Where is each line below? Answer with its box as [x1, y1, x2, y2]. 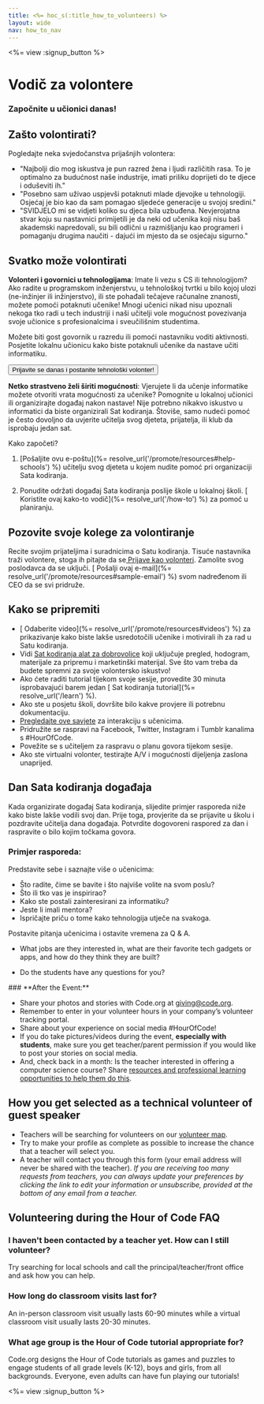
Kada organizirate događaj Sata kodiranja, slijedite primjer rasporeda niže [8, 801, 246, 811]
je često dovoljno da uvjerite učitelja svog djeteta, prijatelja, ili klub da [8, 415, 233, 424]
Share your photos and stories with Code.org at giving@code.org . [19, 998, 234, 1007]
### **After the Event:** [8, 983, 90, 992]
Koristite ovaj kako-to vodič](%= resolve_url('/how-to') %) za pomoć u [19, 495, 248, 504]
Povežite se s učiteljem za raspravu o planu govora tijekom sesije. [19, 741, 233, 750]
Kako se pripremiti [8, 603, 100, 616]
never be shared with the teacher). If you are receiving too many [19, 1163, 230, 1172]
